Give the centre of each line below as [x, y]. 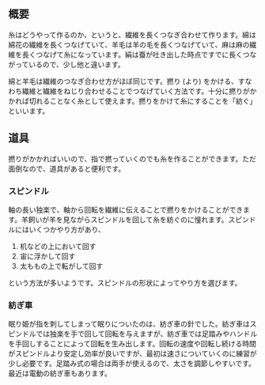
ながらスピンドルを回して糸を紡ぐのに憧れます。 [149, 219]
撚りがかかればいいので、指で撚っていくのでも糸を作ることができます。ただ [132, 159]
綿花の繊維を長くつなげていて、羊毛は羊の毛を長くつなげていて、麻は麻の [129, 44]
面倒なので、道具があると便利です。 [67, 168]
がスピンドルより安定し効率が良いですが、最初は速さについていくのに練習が [132, 353]
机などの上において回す [58, 246]
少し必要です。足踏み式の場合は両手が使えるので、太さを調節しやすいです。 [132, 364]
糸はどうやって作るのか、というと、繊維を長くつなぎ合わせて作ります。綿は [132, 35]
